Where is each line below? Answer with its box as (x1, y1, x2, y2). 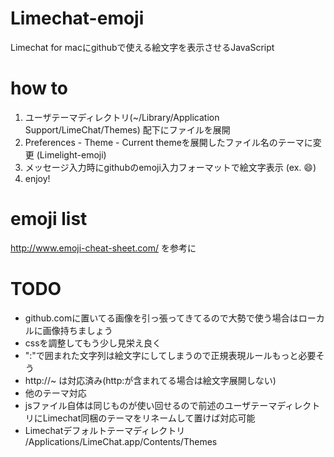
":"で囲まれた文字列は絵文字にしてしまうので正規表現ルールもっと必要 (24, 349, 317, 361)
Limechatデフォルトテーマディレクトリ (24, 424, 186, 436)
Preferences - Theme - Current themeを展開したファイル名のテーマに (24, 136, 313, 148)
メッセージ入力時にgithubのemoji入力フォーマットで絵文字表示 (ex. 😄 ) (24, 161, 317, 173)
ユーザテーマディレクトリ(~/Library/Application (24, 111, 220, 123)
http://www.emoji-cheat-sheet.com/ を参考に (10, 242, 197, 254)
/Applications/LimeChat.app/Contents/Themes (24, 435, 218, 447)
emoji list (10, 208, 88, 231)
